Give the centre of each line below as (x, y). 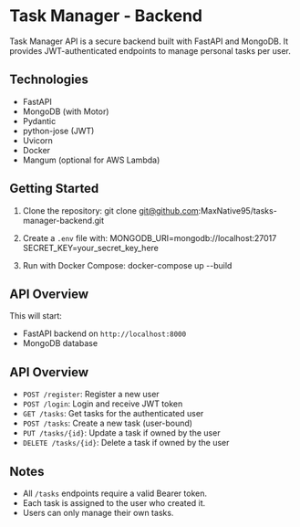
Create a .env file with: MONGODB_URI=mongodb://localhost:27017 (150, 237)
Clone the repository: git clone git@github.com (110, 210)
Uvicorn (37, 140)
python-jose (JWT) (58, 131)
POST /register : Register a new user (91, 395)
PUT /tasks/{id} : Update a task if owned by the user (121, 433)
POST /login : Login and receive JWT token (103, 404)
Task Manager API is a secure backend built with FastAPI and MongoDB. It (149, 41)
